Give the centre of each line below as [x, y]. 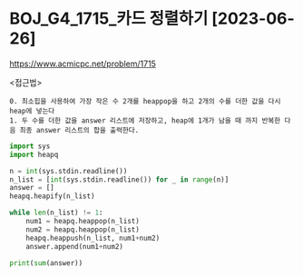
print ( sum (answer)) [46, 263]
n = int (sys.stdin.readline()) [68, 171]
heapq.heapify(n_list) [52, 196]
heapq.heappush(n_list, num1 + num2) [93, 238]
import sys [30, 146]
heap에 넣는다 [32, 111]
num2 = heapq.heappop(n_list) [83, 229]
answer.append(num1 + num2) [75, 246]
